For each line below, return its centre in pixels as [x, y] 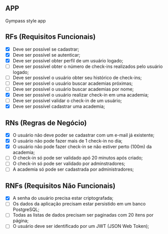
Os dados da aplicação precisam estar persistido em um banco [79, 204]
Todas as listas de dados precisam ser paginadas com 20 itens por [83, 215]
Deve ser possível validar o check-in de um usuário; [67, 101]
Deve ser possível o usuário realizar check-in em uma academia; [81, 95]
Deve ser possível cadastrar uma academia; [59, 106]
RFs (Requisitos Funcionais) [51, 37]
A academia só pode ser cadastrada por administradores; [73, 169]
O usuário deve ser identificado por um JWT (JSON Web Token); [81, 226]
